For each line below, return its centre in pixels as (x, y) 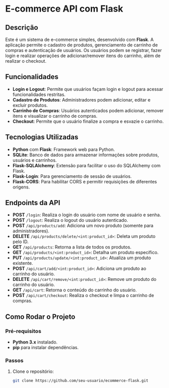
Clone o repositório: (33, 371)
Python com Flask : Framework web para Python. (64, 149)
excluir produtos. (30, 105)
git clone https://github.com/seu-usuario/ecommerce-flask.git (80, 381)
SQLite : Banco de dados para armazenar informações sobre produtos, (86, 155)
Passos (14, 361)
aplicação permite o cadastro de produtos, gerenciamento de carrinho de (81, 45)
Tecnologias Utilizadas (42, 137)
